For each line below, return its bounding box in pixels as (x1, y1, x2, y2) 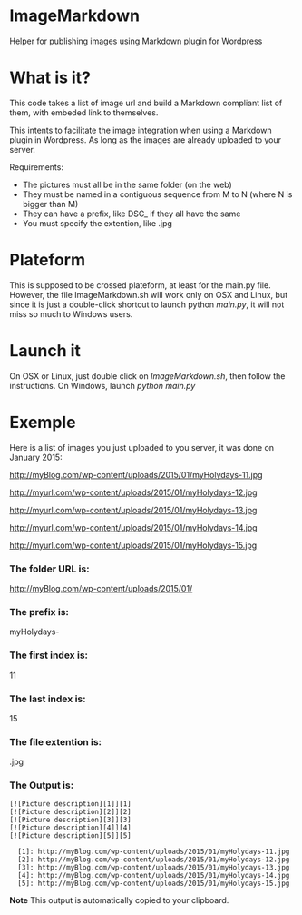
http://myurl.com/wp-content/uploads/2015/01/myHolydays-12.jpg (9, 487, 258, 498)
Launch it (9, 341, 82, 361)
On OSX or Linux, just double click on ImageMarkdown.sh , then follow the (9, 370, 286, 382)
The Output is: (9, 779, 74, 791)
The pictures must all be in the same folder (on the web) (22, 179, 233, 190)
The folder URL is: (9, 562, 90, 575)
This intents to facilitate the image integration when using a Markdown (9, 124, 272, 135)
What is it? (9, 67, 92, 88)
